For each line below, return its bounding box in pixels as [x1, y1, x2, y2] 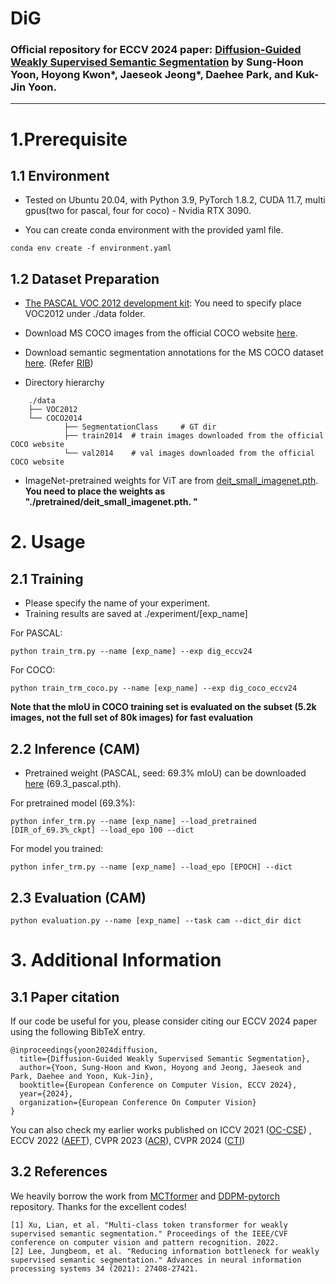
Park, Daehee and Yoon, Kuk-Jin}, [10, 1071, 155, 1081]
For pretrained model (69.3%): [10, 797, 136, 809]
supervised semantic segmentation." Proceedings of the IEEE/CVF [10, 1228, 288, 1239]
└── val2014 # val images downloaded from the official [63, 448, 315, 459]
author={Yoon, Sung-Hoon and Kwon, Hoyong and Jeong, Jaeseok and [19, 1062, 302, 1072]
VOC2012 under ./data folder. [24, 308, 146, 320]
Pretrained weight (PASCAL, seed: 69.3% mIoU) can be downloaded [24, 767, 307, 779]
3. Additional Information [10, 949, 222, 972]
